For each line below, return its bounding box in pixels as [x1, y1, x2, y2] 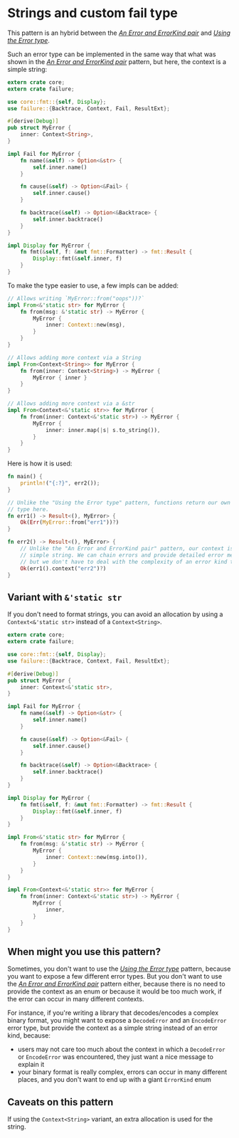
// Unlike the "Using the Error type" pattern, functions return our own [7, 499, 231, 506]
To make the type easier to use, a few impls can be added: [7, 281, 179, 290]
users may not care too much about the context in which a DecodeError [17, 1045, 225, 1054]
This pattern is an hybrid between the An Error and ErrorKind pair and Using [7, 28, 231, 37]
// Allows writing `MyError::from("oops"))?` [7, 295, 144, 302]
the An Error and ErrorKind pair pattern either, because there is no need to [7, 980, 225, 989]
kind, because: [7, 1031, 51, 1040]
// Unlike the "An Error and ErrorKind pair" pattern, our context [20, 545, 224, 552]
